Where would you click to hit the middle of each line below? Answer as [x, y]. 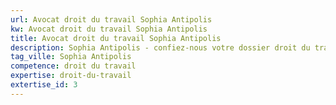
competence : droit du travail [73, 66]
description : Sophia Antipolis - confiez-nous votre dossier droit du [160, 47]
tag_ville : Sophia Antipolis [71, 57]
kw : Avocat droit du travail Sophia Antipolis [109, 29]
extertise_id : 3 [44, 85]
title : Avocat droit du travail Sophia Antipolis [116, 38]
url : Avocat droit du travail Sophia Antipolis [111, 19]
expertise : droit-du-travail [71, 76]
